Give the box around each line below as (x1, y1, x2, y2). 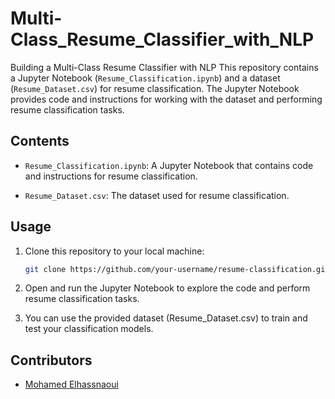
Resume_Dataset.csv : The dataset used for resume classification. (24, 189, 290, 201)
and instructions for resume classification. (24, 170, 198, 182)
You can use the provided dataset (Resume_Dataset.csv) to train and (24, 312, 308, 324)
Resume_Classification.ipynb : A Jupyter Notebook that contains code (24, 159, 314, 171)
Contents (10, 133, 70, 150)
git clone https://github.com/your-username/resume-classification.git (24, 264, 330, 274)
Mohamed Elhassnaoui (24, 378, 119, 391)
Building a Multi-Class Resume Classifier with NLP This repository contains (10, 61, 319, 73)
